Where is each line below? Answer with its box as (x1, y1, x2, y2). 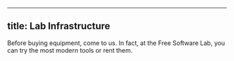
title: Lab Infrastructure (7, 20, 111, 32)
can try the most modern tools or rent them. (7, 46, 133, 54)
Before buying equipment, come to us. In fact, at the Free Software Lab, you (7, 39, 225, 47)
